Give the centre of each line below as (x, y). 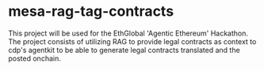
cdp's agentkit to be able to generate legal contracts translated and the (124, 50)
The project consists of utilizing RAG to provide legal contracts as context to (132, 41)
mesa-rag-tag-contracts (91, 11)
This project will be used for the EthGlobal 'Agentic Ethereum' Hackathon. (128, 33)
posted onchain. (34, 58)
